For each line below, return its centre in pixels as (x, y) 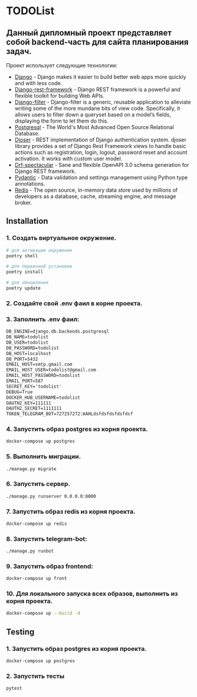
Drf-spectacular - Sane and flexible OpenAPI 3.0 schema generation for (102, 165)
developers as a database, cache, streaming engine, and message (95, 196)
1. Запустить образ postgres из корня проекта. (76, 648)
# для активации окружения (39, 250)
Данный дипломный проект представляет (89, 33)
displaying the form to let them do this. (62, 121)
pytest (14, 688)
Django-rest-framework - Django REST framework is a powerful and (98, 89)
